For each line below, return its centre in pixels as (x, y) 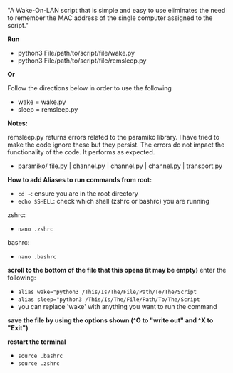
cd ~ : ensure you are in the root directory (78, 194)
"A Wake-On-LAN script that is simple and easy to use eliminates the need (116, 10)
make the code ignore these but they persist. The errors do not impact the (116, 145)
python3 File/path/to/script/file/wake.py (76, 53)
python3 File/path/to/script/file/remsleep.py (82, 61)
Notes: (18, 123)
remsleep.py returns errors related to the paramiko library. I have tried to (113, 137)
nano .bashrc (37, 257)
